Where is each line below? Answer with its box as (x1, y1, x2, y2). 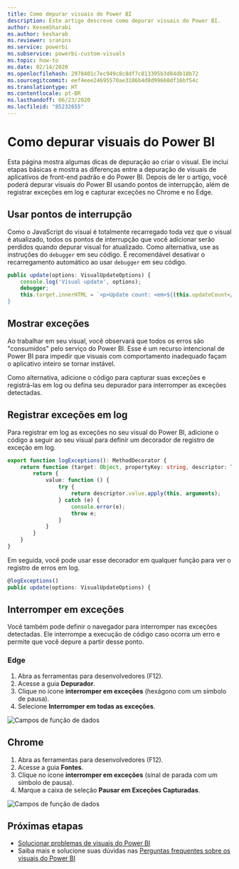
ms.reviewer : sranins (7, 37, 72, 44)
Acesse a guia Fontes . (17, 763, 84, 771)
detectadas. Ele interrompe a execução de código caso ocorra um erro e (7, 630, 221, 639)
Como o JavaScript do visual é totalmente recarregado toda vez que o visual (7, 227, 232, 236)
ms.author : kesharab (7, 30, 69, 38)
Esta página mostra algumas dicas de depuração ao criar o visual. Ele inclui (7, 158, 229, 166)
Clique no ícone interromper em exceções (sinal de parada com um (17, 771, 218, 779)
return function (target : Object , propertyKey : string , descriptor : (20, 463, 228, 471)
